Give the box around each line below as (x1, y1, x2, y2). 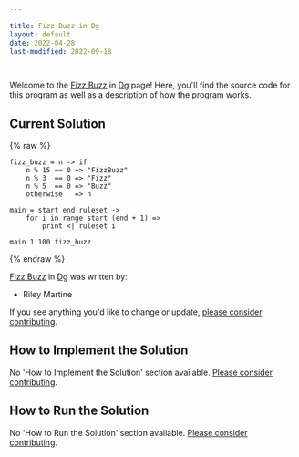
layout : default (9, 29, 71, 39)
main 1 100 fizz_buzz (9, 238, 92, 247)
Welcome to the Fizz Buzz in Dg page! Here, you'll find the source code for (9, 79, 291, 91)
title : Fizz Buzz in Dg (9, 21, 100, 30)
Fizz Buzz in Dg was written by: (9, 271, 128, 283)
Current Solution (9, 116, 107, 131)
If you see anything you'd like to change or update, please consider (9, 306, 263, 317)
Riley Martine (22, 289, 73, 300)
